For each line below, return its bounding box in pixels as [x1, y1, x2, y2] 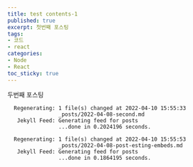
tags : [7, 30, 24, 38]
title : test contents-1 [7, 10, 78, 18]
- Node [7, 57, 27, 64]
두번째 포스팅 [7, 90, 44, 99]
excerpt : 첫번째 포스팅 [7, 23, 69, 31]
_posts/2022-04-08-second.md [58, 111, 145, 118]
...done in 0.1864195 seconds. [58, 154, 152, 161]
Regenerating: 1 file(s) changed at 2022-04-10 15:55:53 [14, 136, 187, 143]
